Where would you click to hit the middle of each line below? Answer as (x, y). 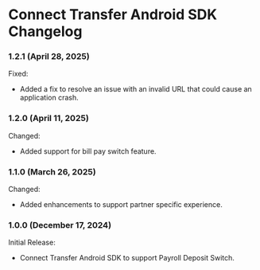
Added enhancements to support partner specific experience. (121, 205)
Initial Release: (32, 243)
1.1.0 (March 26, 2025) (52, 171)
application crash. (49, 98)
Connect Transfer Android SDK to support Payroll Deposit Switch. (127, 258)
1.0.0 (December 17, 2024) (60, 225)
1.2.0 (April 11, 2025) (49, 119)
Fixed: (18, 74)
